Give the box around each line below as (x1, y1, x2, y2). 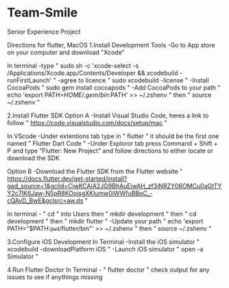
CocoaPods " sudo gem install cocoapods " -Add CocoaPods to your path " (7, 83, 221, 91)
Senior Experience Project (7, 27, 81, 36)
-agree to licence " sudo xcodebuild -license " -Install (57, 76, 209, 84)
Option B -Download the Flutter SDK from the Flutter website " (7, 167, 183, 175)
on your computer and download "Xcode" (7, 48, 125, 56)
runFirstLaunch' (7, 76, 52, 84)
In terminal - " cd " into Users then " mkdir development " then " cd (7, 210, 197, 218)
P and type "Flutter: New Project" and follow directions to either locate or (7, 146, 214, 155)
